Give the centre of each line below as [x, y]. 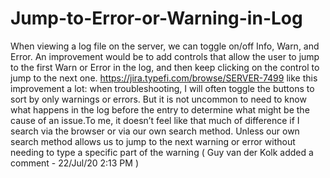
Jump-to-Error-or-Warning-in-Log [156, 18]
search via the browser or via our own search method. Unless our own [155, 131]
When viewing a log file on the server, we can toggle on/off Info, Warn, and [165, 46]
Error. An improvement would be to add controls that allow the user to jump [165, 56]
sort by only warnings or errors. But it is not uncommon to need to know [158, 99]
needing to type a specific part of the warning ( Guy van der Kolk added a [162, 152]
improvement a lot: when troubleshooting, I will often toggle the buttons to [162, 88]
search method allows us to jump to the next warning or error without [153, 141]
